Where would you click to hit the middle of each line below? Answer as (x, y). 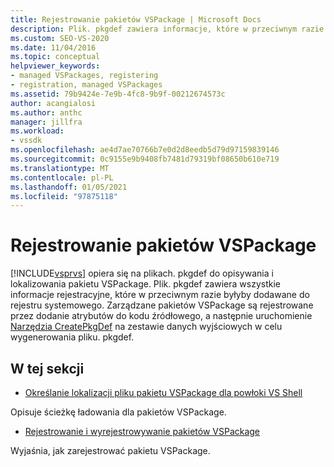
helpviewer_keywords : (55, 66)
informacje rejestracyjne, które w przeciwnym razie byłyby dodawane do (160, 295)
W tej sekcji (47, 368)
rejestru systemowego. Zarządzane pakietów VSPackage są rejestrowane (162, 305)
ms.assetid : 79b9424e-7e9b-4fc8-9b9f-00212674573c (118, 94)
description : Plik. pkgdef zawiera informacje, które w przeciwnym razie (167, 29)
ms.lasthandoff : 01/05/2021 (69, 187)
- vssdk (26, 141)
